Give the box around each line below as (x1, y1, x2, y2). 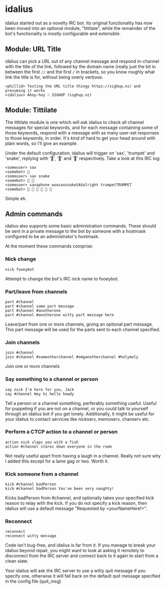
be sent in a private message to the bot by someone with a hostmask (5, 228, 146, 235)
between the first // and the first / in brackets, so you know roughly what (5, 69, 155, 75)
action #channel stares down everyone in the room (5, 444, 112, 449)
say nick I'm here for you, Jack (5, 387, 74, 392)
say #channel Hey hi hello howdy (5, 391, 74, 396)
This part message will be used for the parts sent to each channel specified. (5, 326, 161, 332)
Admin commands (5, 210, 63, 218)
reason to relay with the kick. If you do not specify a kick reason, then (5, 500, 148, 506)
